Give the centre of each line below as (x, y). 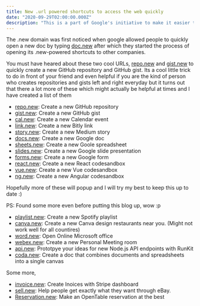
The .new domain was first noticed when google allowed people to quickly (97, 40)
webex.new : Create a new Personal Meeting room (76, 242)
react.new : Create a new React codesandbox (70, 163)
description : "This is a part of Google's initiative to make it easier (98, 23)
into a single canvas (39, 261)
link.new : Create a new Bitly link (54, 126)
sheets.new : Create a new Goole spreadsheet (71, 145)
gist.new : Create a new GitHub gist (57, 113)
